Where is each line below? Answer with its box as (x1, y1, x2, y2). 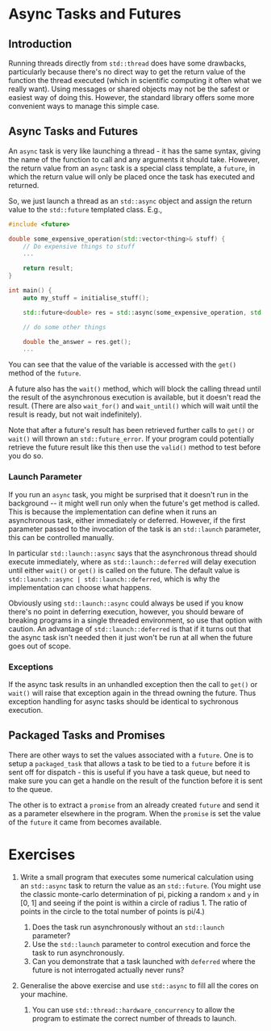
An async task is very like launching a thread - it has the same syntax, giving (8, 146, 261, 156)
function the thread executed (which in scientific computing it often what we (8, 76, 262, 85)
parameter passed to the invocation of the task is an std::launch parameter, (8, 524, 261, 534)
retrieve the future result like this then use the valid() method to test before (8, 442, 261, 452)
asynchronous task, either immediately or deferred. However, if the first (8, 515, 246, 525)
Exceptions (8, 661, 54, 673)
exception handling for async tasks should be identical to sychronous (8, 696, 240, 706)
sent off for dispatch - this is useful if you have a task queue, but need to (8, 767, 251, 777)
